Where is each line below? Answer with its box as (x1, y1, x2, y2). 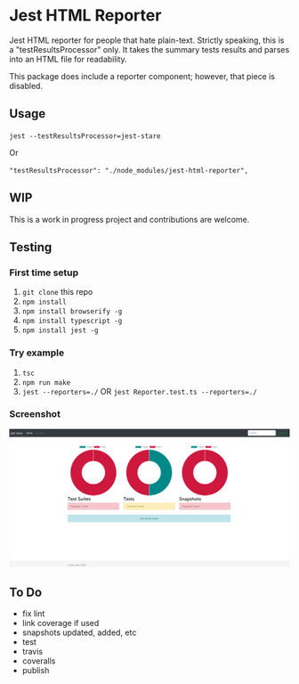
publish (21, 665, 50, 676)
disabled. (9, 80, 43, 91)
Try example (9, 346, 65, 359)
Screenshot (9, 408, 61, 420)
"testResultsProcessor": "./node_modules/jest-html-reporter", (9, 166, 249, 175)
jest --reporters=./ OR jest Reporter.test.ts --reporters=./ (21, 386, 258, 396)
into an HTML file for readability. (9, 53, 127, 64)
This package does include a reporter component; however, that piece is (9, 70, 276, 81)
